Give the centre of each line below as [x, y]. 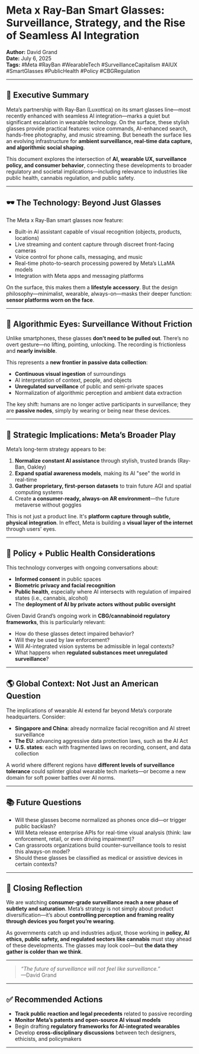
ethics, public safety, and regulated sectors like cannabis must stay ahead [99, 939]
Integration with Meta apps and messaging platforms [79, 276]
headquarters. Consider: [36, 717]
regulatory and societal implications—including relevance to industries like [97, 171]
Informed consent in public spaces [58, 579]
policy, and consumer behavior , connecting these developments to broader [99, 165]
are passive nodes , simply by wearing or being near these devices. [88, 411]
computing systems [39, 492]
